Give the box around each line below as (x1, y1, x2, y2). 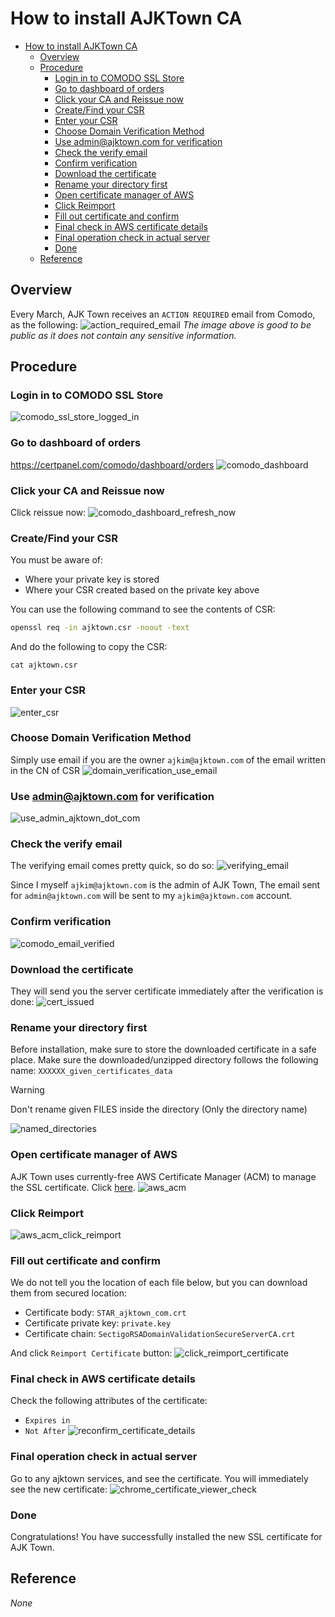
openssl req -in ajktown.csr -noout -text (10, 623, 190, 633)
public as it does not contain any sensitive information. (10, 329, 237, 341)
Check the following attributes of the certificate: (10, 1395, 208, 1407)
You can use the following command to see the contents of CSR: (10, 603, 276, 616)
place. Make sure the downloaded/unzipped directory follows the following (10, 1054, 319, 1066)
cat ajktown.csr (10, 660, 78, 671)
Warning (10, 1084, 45, 1096)
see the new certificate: (10, 1483, 108, 1495)
